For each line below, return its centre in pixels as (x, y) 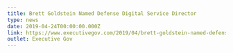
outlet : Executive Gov (40, 39)
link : (15, 33)
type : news (23, 20)
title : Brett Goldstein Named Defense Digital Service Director (102, 13)
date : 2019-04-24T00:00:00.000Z (54, 26)
